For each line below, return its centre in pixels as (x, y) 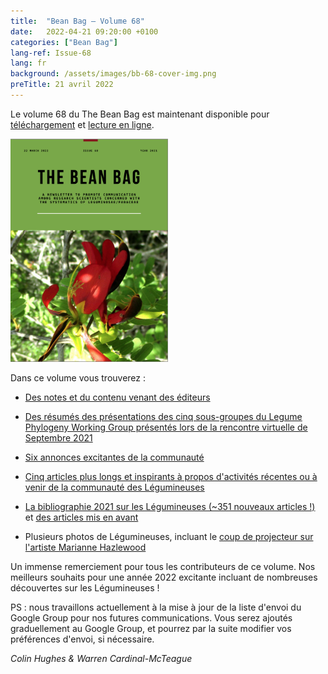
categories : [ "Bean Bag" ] (64, 42)
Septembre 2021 (58, 438)
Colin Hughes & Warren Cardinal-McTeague (101, 659)
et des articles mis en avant (81, 517)
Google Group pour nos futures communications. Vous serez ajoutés (151, 618)
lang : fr (28, 63)
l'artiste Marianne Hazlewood (85, 547)
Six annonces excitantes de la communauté (114, 457)
